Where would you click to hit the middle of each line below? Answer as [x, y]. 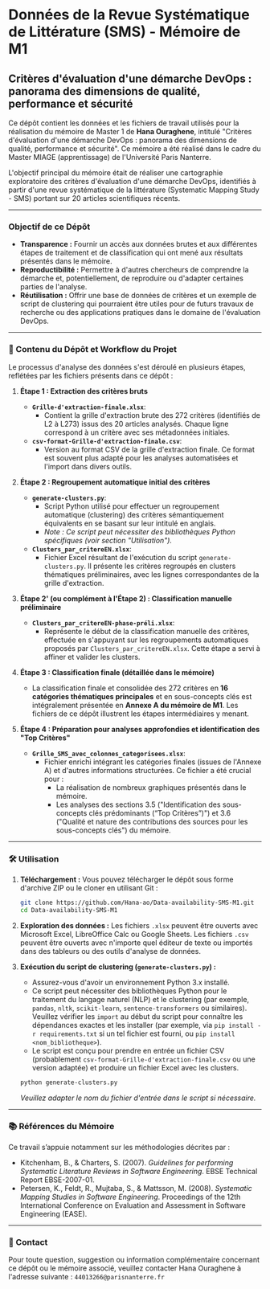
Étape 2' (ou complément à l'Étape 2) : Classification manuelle [126, 598]
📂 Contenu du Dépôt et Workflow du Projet [93, 350]
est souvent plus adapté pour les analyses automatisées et [141, 458]
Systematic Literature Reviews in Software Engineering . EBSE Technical [139, 1171]
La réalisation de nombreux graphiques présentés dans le [151, 787]
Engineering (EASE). [53, 1213]
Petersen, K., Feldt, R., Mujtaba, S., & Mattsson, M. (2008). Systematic [136, 1188]
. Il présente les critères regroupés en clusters [160, 566]
